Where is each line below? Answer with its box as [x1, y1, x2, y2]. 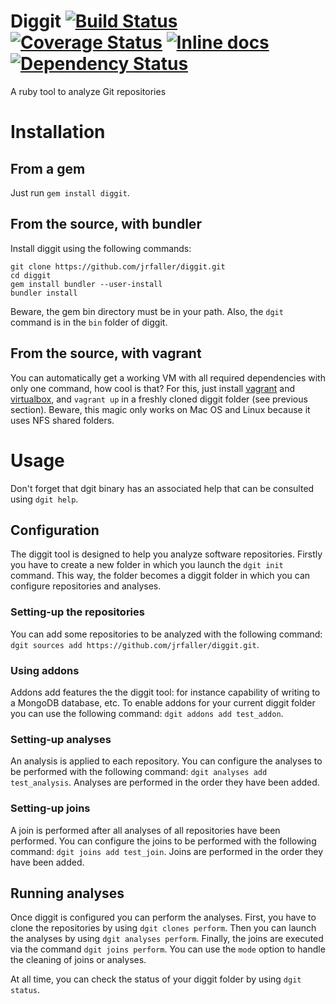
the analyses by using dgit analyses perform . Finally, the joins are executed [10, 933, 324, 945]
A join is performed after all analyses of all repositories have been [10, 824, 281, 836]
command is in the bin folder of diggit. [10, 316, 168, 328]
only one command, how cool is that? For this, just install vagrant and [10, 382, 296, 394]
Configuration [10, 521, 100, 539]
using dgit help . [10, 493, 79, 505]
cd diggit [10, 270, 52, 280]
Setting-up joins [10, 801, 91, 815]
